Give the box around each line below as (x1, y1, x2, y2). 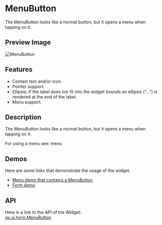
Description (5, 113, 41, 121)
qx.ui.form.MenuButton (5, 215, 52, 220)
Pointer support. (12, 83, 45, 89)
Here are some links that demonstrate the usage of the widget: (5, 168, 130, 173)
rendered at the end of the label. (12, 94, 77, 100)
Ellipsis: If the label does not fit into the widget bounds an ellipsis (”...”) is (12, 89, 158, 94)
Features (5, 65, 33, 74)
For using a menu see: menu (5, 141, 62, 147)
